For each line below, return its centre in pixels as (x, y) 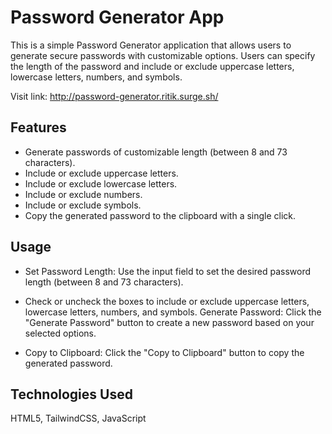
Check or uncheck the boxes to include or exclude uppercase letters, (167, 301)
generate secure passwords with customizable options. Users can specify (163, 55)
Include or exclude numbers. (83, 194)
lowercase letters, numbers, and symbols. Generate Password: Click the (173, 312)
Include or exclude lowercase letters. (101, 183)
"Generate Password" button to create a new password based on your (169, 322)
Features (38, 127)
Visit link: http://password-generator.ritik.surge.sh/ (114, 96)
